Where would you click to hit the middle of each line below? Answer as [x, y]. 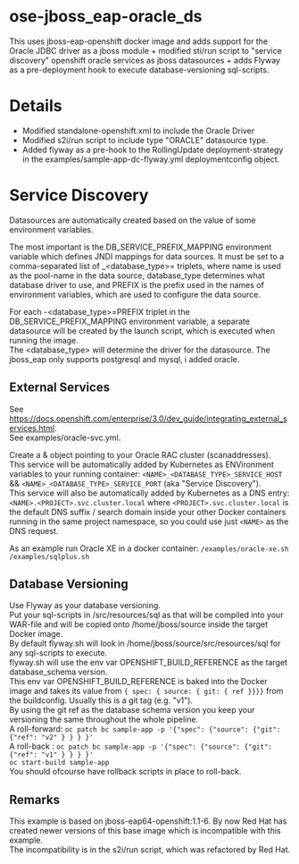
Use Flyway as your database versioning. [85, 606]
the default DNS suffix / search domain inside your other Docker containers [148, 512]
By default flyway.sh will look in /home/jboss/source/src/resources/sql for [145, 644]
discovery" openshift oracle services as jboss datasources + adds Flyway [145, 60]
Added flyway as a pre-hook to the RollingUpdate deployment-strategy [153, 149]
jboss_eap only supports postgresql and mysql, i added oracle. [125, 359]
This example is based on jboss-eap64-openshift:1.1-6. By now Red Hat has [148, 821]
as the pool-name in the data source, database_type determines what [137, 275]
